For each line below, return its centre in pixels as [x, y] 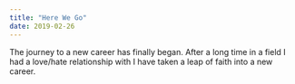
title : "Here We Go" [49, 18]
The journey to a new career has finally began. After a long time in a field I [147, 51]
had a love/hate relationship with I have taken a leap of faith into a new [141, 61]
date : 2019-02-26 [42, 26]
